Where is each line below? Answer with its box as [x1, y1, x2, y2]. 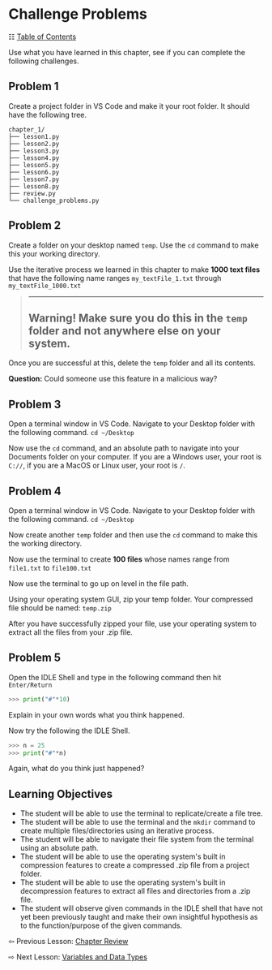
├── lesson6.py [8, 168, 60, 176]
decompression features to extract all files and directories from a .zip [19, 886, 251, 896]
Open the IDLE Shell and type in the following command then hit [8, 672, 222, 682]
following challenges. [8, 56, 79, 66]
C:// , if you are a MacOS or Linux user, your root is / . [8, 460, 186, 471]
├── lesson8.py [8, 182, 60, 191]
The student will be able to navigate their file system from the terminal [19, 834, 254, 844]
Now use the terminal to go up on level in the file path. [8, 579, 189, 588]
